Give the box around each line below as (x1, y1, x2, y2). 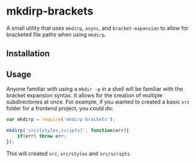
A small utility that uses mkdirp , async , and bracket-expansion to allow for (6, 24, 189, 32)
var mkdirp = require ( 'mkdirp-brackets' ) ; (6, 117, 116, 123)
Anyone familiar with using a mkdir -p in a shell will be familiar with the (6, 85, 184, 92)
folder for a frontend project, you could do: (6, 105, 114, 112)
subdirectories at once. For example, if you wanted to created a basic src (6, 99, 190, 106)
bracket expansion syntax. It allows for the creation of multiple (6, 92, 163, 99)
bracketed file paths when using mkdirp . (6, 30, 107, 38)
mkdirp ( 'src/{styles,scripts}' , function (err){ (6, 128, 130, 134)
